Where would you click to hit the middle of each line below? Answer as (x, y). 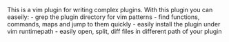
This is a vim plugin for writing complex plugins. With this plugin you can (110, 10)
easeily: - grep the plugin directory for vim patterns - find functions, (103, 17)
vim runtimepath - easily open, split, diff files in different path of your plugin (114, 31)
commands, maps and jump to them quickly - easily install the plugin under (114, 24)
